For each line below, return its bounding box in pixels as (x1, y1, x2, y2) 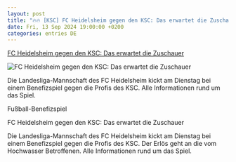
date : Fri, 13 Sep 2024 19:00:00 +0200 (7, 23, 124, 30)
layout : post (7, 10, 46, 18)
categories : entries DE (7, 29, 77, 37)
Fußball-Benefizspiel (7, 104, 67, 113)
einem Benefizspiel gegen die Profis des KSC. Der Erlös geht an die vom (7, 140, 217, 148)
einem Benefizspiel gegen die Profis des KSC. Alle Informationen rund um (7, 83, 221, 92)
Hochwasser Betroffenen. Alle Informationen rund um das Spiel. (7, 147, 192, 155)
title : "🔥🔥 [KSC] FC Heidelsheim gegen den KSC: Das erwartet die (7, 17, 207, 24)
